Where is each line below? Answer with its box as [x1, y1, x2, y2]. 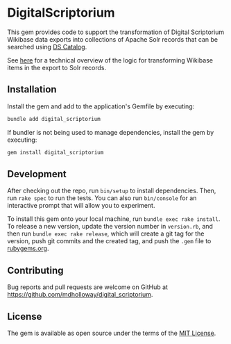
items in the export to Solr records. [7, 63, 106, 72]
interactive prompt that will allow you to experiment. [7, 202, 155, 210]
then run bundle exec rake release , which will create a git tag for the [7, 229, 205, 238]
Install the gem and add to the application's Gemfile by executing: [7, 102, 195, 110]
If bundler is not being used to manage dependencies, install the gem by [7, 128, 214, 136]
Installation [7, 83, 57, 95]
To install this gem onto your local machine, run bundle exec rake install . [7, 215, 221, 223]
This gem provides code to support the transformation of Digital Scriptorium [7, 28, 225, 36]
